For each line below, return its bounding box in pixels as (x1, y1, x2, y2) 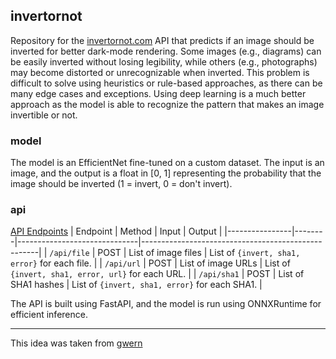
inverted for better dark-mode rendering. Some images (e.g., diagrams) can (10, 45, 322, 57)
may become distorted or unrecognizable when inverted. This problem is (10, 66, 310, 78)
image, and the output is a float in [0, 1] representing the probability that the (10, 167, 322, 179)
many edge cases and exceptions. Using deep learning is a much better (10, 87, 307, 99)
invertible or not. (10, 109, 78, 121)
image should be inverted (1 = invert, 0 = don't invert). (10, 178, 233, 190)
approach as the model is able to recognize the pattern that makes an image (10, 98, 325, 110)
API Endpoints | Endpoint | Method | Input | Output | (10, 225, 223, 238)
